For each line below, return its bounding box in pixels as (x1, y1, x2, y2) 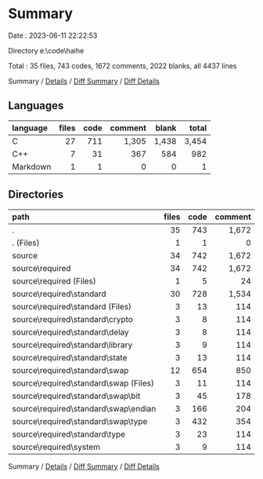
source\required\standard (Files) (12, 301, 131, 312)
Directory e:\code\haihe (8, 46, 85, 55)
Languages (8, 99, 64, 112)
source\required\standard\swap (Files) (12, 378, 154, 389)
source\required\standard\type (12, 429, 126, 440)
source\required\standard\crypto (12, 313, 133, 324)
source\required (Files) (12, 276, 96, 287)
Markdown (12, 161, 52, 172)
